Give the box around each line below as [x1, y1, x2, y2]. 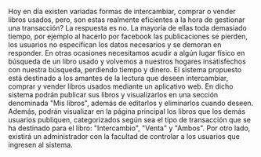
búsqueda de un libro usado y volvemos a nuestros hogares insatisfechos [8, 57, 247, 66]
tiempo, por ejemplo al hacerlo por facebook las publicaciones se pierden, [8, 31, 248, 41]
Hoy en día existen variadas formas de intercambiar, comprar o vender [8, 7, 237, 16]
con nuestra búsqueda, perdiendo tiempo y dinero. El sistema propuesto [8, 65, 241, 74]
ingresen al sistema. [8, 141, 73, 149]
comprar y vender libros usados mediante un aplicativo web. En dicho [8, 82, 234, 91]
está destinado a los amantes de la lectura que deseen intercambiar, [8, 74, 229, 82]
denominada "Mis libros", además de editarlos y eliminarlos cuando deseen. [8, 98, 254, 108]
